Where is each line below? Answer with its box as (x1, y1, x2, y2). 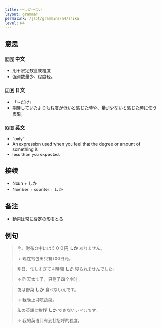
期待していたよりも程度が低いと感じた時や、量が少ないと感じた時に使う (12, 105, 157, 111)
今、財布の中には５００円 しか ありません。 (17, 245, 105, 251)
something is (12, 146, 38, 152)
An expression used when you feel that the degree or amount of (12, 141, 141, 147)
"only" (12, 136, 25, 141)
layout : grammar (5, 12, 38, 17)
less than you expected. (12, 151, 60, 157)
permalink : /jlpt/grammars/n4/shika (5, 16, 79, 21)
